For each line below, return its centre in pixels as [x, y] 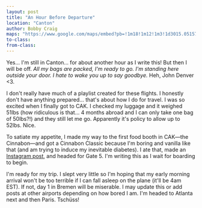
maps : [13, 34]
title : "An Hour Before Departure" [51, 17]
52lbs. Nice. [21, 125]
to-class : [19, 40]
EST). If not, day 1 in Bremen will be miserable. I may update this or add [94, 186]
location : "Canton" [31, 23]
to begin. [17, 162]
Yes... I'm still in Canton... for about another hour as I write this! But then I [97, 62]
